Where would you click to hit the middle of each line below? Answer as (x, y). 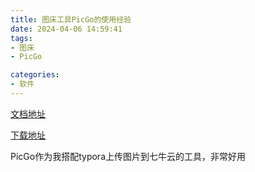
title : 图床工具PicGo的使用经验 (71, 19)
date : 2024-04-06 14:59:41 (66, 29)
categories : (35, 75)
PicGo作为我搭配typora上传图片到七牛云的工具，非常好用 (128, 156)
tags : (21, 38)
